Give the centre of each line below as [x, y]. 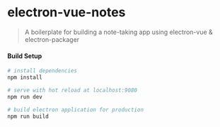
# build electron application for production [75, 110]
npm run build [28, 116]
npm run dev [25, 96]
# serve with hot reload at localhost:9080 [73, 90]
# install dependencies [42, 71]
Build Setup [25, 56]
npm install [25, 78]
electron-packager [52, 39]
